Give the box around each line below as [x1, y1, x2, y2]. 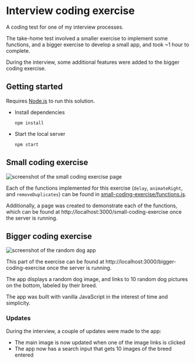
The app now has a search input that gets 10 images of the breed [14, 345, 172, 352]
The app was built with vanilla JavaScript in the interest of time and [6, 293, 168, 300]
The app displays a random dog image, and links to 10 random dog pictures [6, 276, 189, 283]
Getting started [6, 82, 63, 92]
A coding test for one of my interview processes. [6, 23, 124, 30]
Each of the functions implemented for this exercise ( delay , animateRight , [6, 184, 183, 191]
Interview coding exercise [6, 4, 135, 18]
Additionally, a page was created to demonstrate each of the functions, [6, 202, 177, 209]
